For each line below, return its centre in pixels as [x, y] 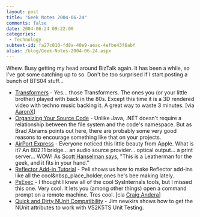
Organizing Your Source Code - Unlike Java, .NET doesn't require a [98, 118]
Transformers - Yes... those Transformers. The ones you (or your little [101, 92]
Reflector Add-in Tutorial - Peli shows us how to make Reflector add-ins [104, 169]
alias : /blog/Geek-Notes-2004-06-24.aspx [59, 51]
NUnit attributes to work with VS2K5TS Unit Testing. [79, 207]
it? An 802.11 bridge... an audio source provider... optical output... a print [104, 150]
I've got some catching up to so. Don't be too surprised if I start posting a [97, 74]
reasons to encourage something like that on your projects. [88, 137]
